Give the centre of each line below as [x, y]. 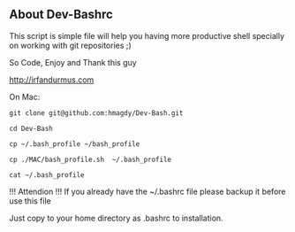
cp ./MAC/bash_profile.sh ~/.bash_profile [91, 159]
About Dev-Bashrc [61, 15]
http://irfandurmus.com [52, 80]
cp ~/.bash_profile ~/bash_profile [75, 144]
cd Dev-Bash [31, 128]
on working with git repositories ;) [71, 45]
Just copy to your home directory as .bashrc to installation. [116, 218]
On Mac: [25, 97]
